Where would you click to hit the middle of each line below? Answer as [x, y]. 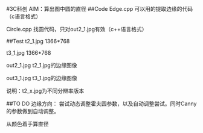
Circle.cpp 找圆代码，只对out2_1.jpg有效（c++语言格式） [77, 29]
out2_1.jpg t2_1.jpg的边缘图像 [42, 65]
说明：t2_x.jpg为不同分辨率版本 [45, 91]
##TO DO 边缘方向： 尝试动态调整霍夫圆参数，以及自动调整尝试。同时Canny [101, 104]
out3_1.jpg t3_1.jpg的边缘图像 [42, 78]
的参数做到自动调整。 [33, 111]
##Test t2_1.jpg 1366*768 [38, 41]
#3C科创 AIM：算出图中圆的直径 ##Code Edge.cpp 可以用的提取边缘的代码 [100, 9]
